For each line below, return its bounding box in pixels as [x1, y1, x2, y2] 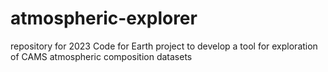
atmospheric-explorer [10, 7, 198, 30]
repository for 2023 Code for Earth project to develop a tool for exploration [10, 40, 318, 52]
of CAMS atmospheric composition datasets [10, 50, 193, 62]
